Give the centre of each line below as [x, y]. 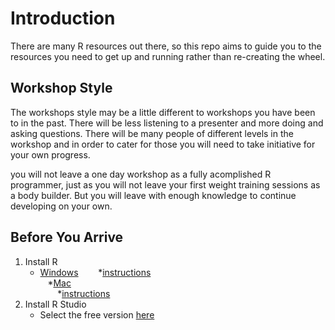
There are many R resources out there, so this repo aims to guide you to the [166, 46]
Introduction [63, 18]
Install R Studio [55, 304]
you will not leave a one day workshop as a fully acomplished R [141, 174]
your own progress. [50, 154]
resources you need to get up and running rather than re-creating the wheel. [168, 56]
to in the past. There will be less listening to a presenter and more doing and [167, 123]
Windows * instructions [95, 272]
